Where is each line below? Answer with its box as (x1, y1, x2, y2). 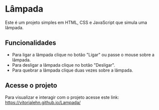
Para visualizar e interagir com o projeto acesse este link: (5, 94, 119, 100)
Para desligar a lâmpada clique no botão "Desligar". (12, 62, 115, 68)
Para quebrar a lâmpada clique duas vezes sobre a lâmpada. (12, 67, 133, 73)
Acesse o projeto (5, 81, 57, 90)
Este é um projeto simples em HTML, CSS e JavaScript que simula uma (5, 19, 147, 25)
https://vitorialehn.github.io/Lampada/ (5, 99, 81, 105)
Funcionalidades (5, 39, 57, 47)
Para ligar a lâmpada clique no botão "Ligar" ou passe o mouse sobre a (12, 52, 155, 57)
